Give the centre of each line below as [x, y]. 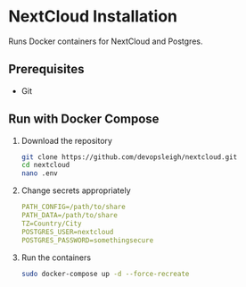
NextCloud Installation [93, 17]
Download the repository [67, 140]
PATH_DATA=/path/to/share [69, 215]
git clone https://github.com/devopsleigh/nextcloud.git [129, 157]
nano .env [40, 173]
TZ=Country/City [51, 224]
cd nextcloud [45, 165]
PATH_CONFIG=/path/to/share [73, 207]
